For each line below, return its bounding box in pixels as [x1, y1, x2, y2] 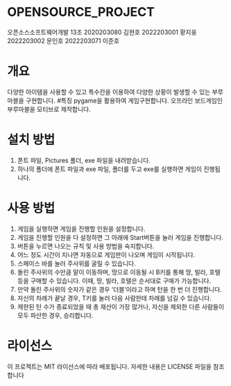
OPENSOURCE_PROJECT [7, 4, 155, 20]
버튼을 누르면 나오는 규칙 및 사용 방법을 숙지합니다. [17, 242, 155, 250]
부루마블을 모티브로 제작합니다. [7, 105, 92, 113]
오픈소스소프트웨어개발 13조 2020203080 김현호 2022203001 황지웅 [7, 28, 197, 36]
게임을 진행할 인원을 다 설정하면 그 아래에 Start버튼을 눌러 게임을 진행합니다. [17, 233, 224, 241]
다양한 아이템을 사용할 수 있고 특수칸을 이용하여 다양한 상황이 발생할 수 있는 [7, 87, 211, 96]
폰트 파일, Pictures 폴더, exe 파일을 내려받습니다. [17, 156, 151, 164]
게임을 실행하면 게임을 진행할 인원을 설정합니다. [17, 225, 146, 233]
